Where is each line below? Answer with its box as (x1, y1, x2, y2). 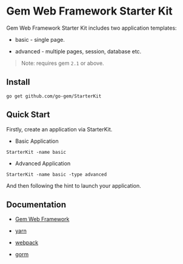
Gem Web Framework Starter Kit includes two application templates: (6, 24, 177, 31)
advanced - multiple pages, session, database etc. (15, 47, 142, 55)
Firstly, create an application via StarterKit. (6, 125, 113, 133)
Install (6, 77, 30, 87)
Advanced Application (15, 159, 71, 167)
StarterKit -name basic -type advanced (6, 171, 107, 177)
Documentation (6, 199, 67, 210)
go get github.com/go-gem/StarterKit (6, 93, 102, 99)
